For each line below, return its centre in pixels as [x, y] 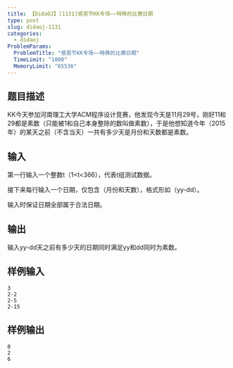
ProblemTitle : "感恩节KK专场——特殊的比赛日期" [77, 53]
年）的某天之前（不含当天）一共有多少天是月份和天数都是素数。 [100, 132]
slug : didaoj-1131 [34, 27]
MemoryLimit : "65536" [45, 66]
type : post [23, 20]
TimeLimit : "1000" [41, 60]
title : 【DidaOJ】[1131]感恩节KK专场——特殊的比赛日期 [80, 14]
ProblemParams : [30, 46]
